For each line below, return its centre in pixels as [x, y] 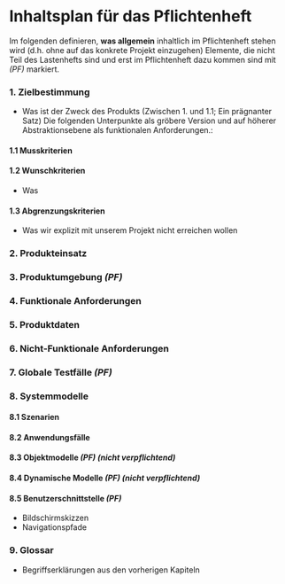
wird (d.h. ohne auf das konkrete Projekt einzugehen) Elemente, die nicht [142, 50]
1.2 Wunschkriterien [47, 171]
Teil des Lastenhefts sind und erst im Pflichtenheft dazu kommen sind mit [142, 59]
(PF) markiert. [35, 69]
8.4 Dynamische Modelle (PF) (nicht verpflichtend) [105, 478]
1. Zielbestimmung [50, 92]
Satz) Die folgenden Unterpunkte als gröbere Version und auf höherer [149, 121]
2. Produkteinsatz [48, 253]
